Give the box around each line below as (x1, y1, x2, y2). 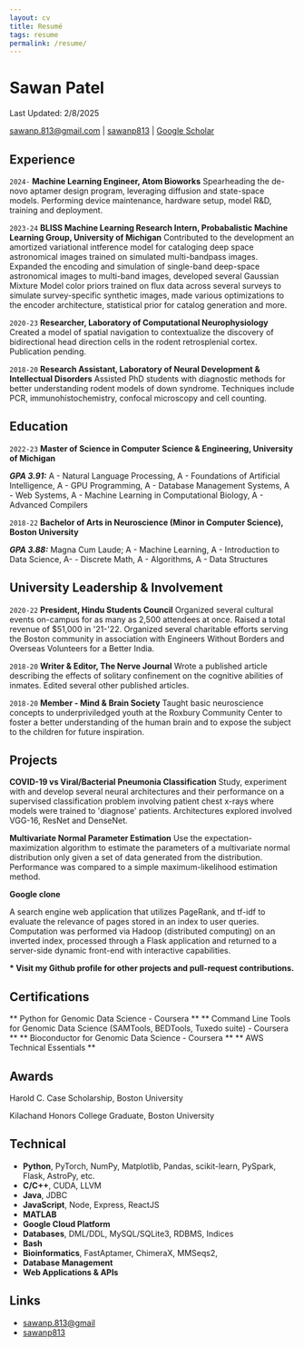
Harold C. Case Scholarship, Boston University (9, 1093, 183, 1104)
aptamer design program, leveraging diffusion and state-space (30, 185, 265, 196)
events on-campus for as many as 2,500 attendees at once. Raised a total (9, 614, 286, 625)
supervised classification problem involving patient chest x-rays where (9, 796, 274, 807)
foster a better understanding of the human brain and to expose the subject (9, 717, 292, 728)
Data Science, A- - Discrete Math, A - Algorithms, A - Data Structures (9, 553, 269, 564)
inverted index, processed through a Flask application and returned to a (9, 936, 277, 946)
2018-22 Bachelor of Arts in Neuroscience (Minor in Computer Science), (9, 517, 284, 528)
